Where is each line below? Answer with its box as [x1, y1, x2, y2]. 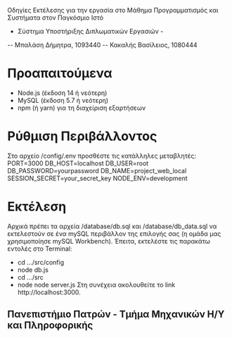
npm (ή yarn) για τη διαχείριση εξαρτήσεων [17, 104, 146, 112]
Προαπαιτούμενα [7, 65, 112, 82]
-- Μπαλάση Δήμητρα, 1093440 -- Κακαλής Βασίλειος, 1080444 [7, 41, 198, 49]
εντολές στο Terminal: [7, 244, 72, 253]
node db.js [17, 265, 49, 274]
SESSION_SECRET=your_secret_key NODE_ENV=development [7, 174, 188, 182]
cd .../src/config [17, 258, 65, 266]
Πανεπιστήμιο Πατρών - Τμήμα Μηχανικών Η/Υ [7, 308, 225, 320]
